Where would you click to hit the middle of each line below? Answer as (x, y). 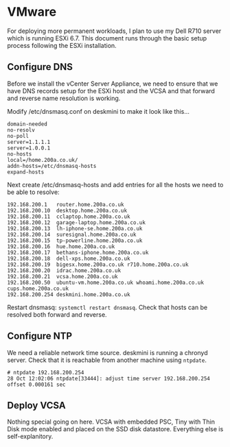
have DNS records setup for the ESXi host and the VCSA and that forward (111, 90)
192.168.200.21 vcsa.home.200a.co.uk (62, 276)
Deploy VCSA (37, 405)
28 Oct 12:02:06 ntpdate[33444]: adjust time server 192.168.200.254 (109, 378)
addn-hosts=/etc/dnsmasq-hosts (52, 166)
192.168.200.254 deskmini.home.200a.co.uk (69, 294)
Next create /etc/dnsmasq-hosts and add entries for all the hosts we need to (115, 184)
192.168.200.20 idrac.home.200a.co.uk (64, 270)
